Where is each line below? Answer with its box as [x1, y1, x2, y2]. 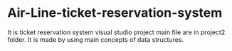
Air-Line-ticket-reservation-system [7, 5, 223, 21]
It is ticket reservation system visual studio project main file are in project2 [7, 28, 226, 36]
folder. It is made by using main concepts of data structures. [7, 35, 184, 43]
